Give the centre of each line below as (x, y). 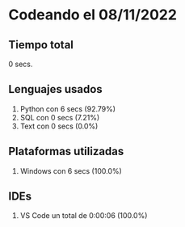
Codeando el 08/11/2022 (93, 15)
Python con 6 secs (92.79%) (67, 109)
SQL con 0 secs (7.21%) (59, 117)
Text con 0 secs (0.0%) (59, 126)
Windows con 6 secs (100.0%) (71, 170)
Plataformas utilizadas (66, 151)
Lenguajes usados (55, 89)
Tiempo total (41, 45)
